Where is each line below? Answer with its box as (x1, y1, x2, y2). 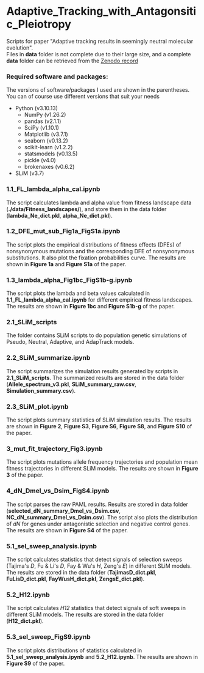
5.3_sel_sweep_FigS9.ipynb (6, 633, 91, 641)
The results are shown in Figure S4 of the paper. (6, 526, 128, 534)
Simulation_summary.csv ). (6, 387, 76, 394)
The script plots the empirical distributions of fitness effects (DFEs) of (6, 240, 181, 248)
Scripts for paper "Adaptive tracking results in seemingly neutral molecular (6, 37, 194, 45)
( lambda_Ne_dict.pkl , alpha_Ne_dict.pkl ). (6, 212, 113, 219)
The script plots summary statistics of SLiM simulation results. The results (6, 416, 192, 423)
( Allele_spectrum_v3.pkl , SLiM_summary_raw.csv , (6, 381, 137, 388)
